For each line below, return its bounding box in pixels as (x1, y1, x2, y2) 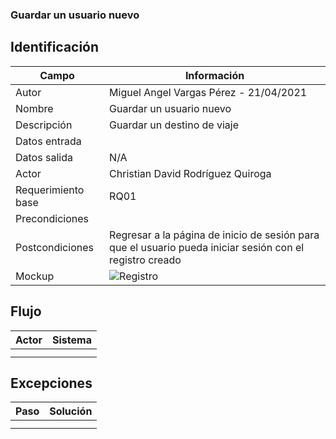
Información (184, 68, 245, 82)
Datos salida (15, 150, 73, 164)
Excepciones (10, 374, 93, 392)
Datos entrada (15, 134, 82, 148)
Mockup (15, 269, 55, 283)
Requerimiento (15, 183, 85, 197)
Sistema (52, 333, 92, 347)
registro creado (109, 253, 182, 267)
